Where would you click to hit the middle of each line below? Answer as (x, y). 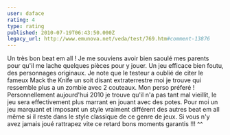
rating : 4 (21, 20)
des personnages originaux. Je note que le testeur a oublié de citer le (105, 73)
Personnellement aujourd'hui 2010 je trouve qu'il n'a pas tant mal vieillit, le (112, 95)
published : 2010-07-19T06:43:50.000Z (61, 33)
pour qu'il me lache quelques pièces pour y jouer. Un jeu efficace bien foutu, (115, 66)
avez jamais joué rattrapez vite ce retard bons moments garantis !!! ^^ (105, 124)
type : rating (26, 26)
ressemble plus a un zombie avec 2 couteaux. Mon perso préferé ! (101, 88)
